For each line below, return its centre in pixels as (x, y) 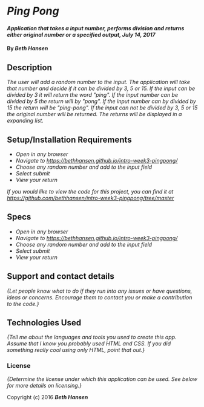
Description (29, 67)
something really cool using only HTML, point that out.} (76, 350)
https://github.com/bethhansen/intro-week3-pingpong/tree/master (90, 198)
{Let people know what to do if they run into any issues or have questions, (100, 291)
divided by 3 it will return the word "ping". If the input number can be (93, 95)
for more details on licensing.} (44, 385)
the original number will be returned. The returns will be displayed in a (94, 114)
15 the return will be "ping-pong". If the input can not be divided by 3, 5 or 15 (102, 108)
